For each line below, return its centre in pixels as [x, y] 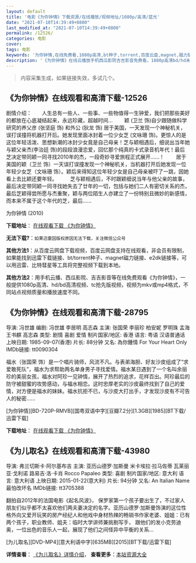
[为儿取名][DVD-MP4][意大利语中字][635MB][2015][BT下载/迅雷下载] [89, 542]
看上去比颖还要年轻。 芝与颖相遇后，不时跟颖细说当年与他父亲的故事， [97, 179]
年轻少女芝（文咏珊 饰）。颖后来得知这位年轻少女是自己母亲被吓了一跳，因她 [97, 172]
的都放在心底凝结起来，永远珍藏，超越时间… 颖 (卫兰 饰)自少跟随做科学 [97, 120]
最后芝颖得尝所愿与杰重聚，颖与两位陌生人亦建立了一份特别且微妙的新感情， [98, 194]
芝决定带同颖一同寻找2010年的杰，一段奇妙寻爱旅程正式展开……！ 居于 [96, 157]
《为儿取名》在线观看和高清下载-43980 [78, 451]
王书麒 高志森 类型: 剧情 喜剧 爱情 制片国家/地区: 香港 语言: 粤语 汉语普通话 [96, 335]
